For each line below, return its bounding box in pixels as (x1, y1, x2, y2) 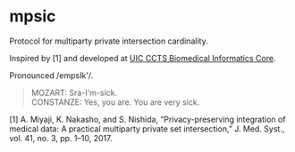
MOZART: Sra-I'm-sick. (30, 87, 118, 98)
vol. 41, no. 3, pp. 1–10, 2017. (9, 132, 113, 143)
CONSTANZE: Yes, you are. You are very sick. (30, 96, 200, 108)
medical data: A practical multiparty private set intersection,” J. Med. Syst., (9, 123, 285, 134)
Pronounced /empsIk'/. (9, 69, 94, 81)
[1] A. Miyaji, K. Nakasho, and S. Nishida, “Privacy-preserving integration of (9, 114, 286, 124)
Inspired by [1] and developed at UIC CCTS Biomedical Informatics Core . (9, 52, 276, 63)
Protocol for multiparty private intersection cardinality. (9, 36, 208, 46)
